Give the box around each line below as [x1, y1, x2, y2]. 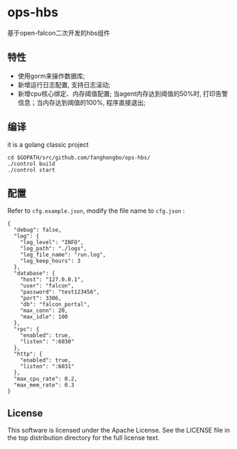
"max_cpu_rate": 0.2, [13, 375, 78, 383]
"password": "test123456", [20, 289, 100, 296]
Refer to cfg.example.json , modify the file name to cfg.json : [7, 206, 185, 215]
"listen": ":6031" [20, 363, 75, 370]
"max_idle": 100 [20, 314, 69, 321]
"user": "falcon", [20, 282, 75, 289]
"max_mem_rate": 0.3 [13, 382, 75, 389]
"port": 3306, [20, 295, 62, 302]
